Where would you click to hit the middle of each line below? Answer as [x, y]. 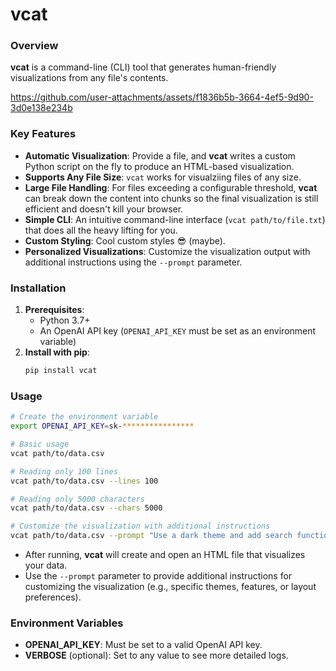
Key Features [43, 134]
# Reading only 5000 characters [77, 499]
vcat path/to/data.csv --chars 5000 [86, 508]
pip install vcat [61, 371]
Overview [34, 46]
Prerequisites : [54, 310]
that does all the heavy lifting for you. [101, 230]
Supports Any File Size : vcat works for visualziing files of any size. [163, 177]
